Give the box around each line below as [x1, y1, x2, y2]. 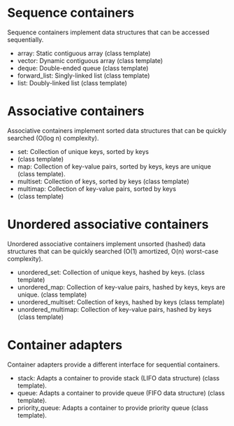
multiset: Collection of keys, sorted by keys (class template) [17, 177, 190, 185]
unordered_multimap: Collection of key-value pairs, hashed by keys [17, 305, 212, 313]
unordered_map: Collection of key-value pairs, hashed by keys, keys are [17, 283, 226, 291]
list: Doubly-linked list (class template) [17, 78, 128, 87]
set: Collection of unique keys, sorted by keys [17, 147, 149, 155]
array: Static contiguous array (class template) [17, 49, 152, 57]
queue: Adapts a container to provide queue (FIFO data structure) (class [17, 388, 225, 397]
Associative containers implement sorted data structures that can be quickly [7, 126, 227, 134]
